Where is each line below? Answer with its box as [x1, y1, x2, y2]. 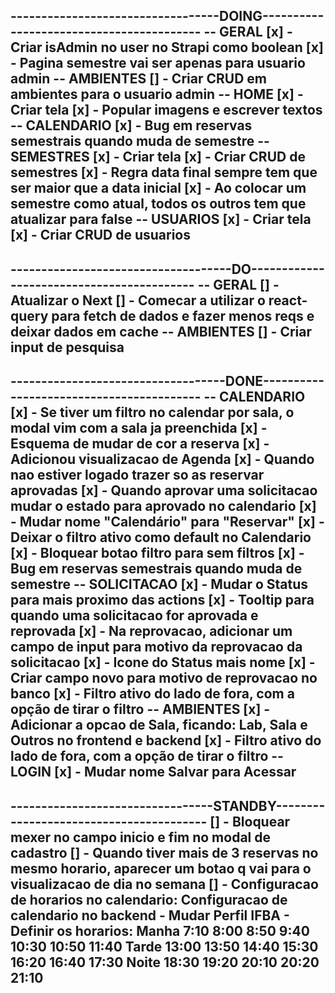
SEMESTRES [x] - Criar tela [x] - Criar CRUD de [10, 149, 306, 166]
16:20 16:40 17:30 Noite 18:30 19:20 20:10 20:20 [10, 954, 320, 971]
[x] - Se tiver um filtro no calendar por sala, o [10, 404, 295, 421]
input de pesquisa [10, 339, 125, 356]
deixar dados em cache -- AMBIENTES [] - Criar [10, 323, 313, 340]
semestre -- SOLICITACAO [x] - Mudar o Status [10, 576, 309, 593]
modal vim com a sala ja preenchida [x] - [10, 420, 268, 437]
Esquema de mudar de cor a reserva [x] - [10, 435, 270, 453]
